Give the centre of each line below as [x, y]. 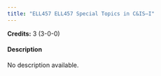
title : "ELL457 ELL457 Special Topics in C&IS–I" [81, 14]
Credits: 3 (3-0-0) [34, 33]
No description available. [43, 65]
